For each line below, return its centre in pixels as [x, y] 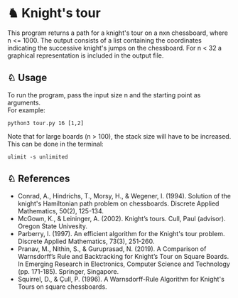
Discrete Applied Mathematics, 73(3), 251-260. [86, 241]
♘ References [39, 179]
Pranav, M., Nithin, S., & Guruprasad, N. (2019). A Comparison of [112, 249]
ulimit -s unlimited [38, 157]
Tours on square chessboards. [63, 287]
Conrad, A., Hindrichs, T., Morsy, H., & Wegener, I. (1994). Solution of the [124, 196]
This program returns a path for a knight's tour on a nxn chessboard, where [118, 33]
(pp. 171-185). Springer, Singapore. [68, 271]
